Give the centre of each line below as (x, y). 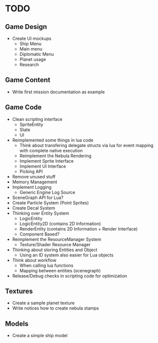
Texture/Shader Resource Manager (55, 244)
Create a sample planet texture (43, 303)
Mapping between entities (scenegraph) (60, 270)
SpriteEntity (31, 124)
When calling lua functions (46, 265)
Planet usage (33, 59)
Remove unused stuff (34, 176)
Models (17, 324)
